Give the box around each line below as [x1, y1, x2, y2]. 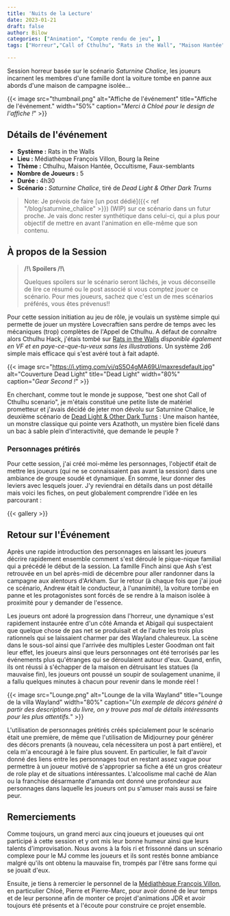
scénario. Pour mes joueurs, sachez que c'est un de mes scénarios [23, 292, 214, 301]
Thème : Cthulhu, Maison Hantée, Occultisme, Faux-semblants [16, 162, 195, 170]
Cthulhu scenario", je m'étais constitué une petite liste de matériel [7, 397, 192, 406]
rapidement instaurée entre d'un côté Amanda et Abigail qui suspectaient [7, 619, 214, 627]
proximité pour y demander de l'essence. [7, 598, 123, 607]
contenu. [23, 226, 49, 234]
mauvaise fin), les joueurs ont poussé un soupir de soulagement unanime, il [7, 670, 220, 678]
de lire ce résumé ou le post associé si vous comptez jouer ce [23, 285, 199, 293]
